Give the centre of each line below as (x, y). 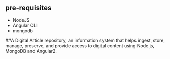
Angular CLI (25, 25)
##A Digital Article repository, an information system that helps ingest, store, (85, 40)
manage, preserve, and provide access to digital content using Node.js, (80, 46)
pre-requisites (28, 8)
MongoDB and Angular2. (31, 51)
